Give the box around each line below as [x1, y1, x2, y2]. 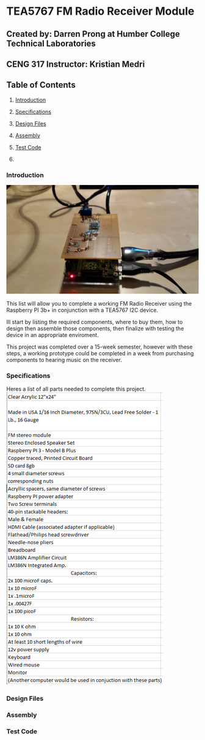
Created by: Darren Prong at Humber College [6, 29, 180, 39]
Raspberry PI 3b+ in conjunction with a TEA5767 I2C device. [6, 306, 159, 314]
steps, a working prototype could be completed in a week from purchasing [6, 349, 194, 357]
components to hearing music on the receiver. [6, 356, 122, 363]
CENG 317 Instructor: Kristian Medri [6, 59, 145, 69]
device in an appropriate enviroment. [6, 331, 99, 338]
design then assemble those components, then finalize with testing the [6, 325, 184, 332]
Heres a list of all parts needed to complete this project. [6, 385, 146, 393]
